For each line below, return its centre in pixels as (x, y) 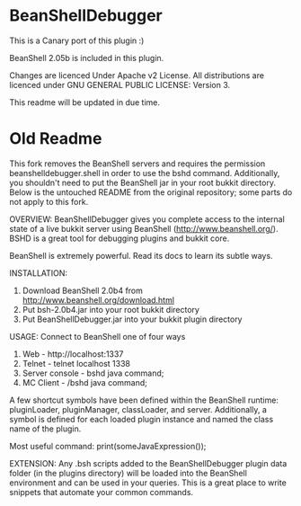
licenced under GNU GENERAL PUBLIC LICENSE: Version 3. (120, 84)
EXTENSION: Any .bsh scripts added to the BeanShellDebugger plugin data (148, 463)
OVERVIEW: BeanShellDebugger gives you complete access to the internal (147, 219)
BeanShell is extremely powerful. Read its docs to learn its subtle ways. (141, 255)
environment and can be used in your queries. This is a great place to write (148, 483)
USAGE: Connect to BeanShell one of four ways (97, 336)
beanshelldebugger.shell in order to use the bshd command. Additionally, (145, 173)
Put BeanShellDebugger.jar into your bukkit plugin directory (132, 319)
